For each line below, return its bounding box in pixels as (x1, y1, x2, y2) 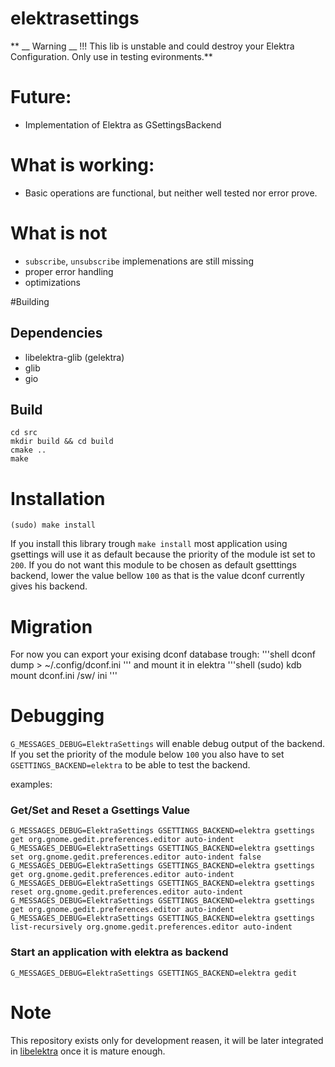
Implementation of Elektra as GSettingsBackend (24, 118, 222, 131)
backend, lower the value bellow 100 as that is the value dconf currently (10, 570, 305, 582)
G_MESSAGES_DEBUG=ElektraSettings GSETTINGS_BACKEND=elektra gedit (10, 968, 298, 978)
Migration (10, 615, 93, 638)
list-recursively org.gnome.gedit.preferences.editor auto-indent (10, 922, 293, 932)
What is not (10, 222, 108, 244)
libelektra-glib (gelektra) (24, 351, 125, 363)
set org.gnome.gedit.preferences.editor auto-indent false (10, 852, 262, 862)
